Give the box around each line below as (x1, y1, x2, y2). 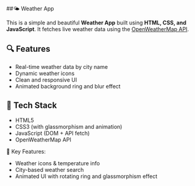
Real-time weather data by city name (15, 63, 108, 70)
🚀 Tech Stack (6, 100, 57, 111)
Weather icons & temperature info (15, 159, 101, 166)
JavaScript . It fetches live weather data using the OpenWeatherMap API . (6, 26, 189, 32)
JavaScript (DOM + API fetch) (15, 129, 90, 137)
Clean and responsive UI (15, 76, 77, 84)
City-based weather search (15, 166, 84, 173)
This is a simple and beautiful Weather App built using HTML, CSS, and (6, 19, 187, 26)
